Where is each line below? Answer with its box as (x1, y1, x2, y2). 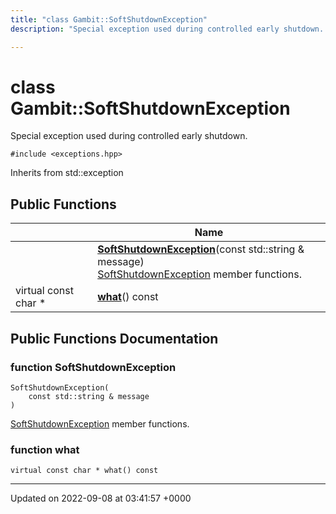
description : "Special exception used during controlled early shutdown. (10, 24, 325, 34)
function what (10, 442, 80, 456)
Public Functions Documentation (10, 330, 219, 347)
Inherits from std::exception (10, 167, 124, 179)
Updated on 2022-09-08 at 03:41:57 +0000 (10, 492, 192, 505)
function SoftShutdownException (10, 360, 177, 374)
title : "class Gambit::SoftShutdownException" (10, 14, 208, 25)
